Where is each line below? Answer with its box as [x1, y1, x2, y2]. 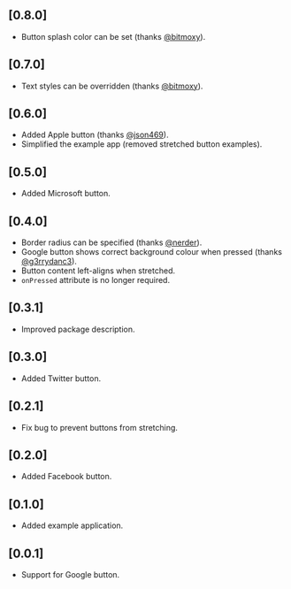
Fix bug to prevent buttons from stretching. [20, 422, 179, 432]
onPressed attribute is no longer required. [20, 275, 170, 286]
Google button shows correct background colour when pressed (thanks [20, 247, 282, 257]
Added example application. [20, 520, 124, 531]
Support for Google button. [20, 569, 120, 579]
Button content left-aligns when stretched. [20, 265, 176, 276]
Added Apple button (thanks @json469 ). [20, 129, 169, 141]
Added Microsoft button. [20, 188, 111, 199]
